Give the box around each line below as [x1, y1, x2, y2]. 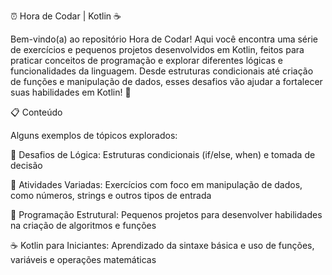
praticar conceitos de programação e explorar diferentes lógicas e [10, 55, 283, 66]
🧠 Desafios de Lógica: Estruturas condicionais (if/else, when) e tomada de [10, 149, 316, 160]
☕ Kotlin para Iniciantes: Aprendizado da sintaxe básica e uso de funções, [10, 240, 315, 251]
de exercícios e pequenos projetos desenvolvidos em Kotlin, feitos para [10, 44, 305, 55]
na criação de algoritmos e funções [10, 220, 157, 231]
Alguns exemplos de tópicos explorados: [10, 130, 178, 141]
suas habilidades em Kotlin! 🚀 [10, 86, 132, 98]
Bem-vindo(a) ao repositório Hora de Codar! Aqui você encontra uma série [10, 33, 318, 45]
